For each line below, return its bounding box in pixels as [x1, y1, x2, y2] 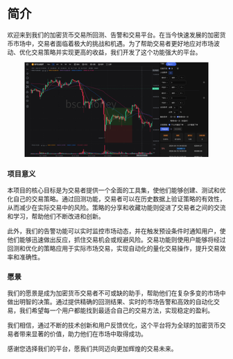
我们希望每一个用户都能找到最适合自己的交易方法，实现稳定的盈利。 [19, 306, 214, 315]
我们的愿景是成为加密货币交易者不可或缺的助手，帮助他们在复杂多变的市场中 [7, 289, 226, 297]
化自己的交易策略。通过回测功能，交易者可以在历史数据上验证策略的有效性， [7, 195, 226, 203]
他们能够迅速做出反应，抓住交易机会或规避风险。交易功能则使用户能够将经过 [7, 235, 226, 244]
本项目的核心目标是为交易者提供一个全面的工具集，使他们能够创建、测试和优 [7, 186, 226, 194]
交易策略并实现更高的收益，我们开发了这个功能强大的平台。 [31, 48, 202, 56]
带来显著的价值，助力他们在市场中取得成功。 [19, 330, 147, 338]
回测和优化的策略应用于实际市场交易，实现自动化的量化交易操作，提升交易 [7, 244, 220, 253]
